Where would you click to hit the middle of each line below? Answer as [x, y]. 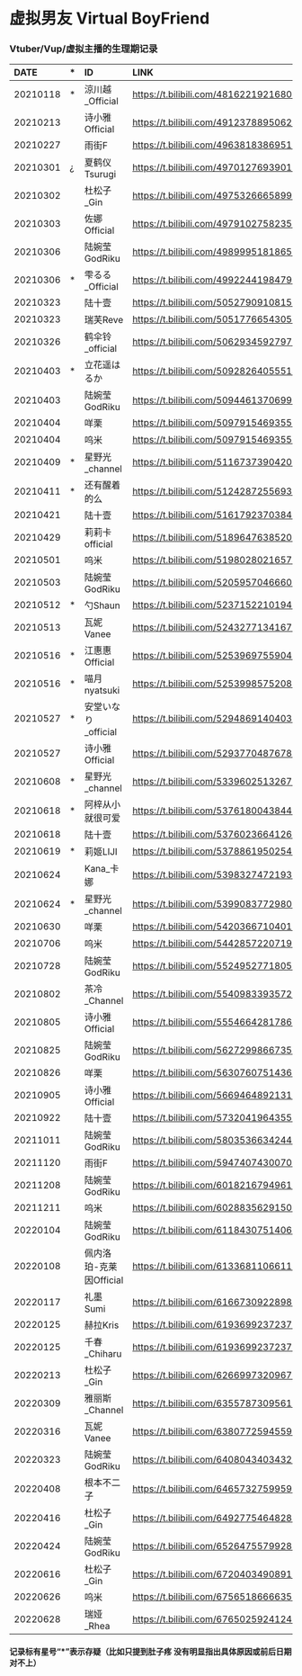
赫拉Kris [102, 1325]
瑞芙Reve [104, 320]
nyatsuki [102, 691]
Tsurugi [100, 175]
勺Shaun [102, 605]
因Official [104, 1280]
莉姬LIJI [101, 852]
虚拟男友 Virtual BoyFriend [110, 18]
